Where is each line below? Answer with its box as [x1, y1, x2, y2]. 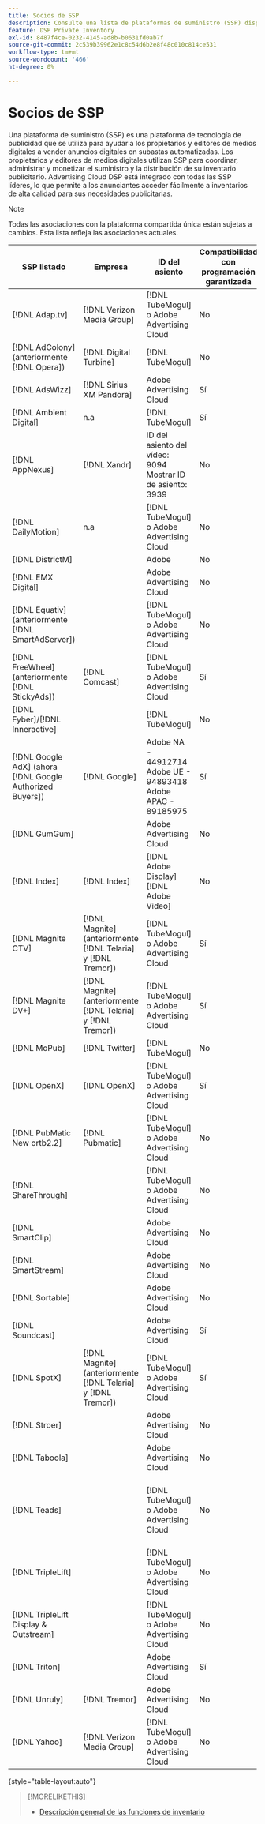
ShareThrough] [12, 1189, 69, 1200]
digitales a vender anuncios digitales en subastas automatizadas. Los [8, 147, 234, 156]
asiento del [146, 439, 188, 450]
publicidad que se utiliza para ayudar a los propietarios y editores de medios [8, 138, 256, 148]
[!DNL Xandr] [83, 459, 132, 470]
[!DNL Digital [83, 347, 131, 358]
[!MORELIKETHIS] [27, 1792, 86, 1801]
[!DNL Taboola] [12, 1452, 69, 1463]
